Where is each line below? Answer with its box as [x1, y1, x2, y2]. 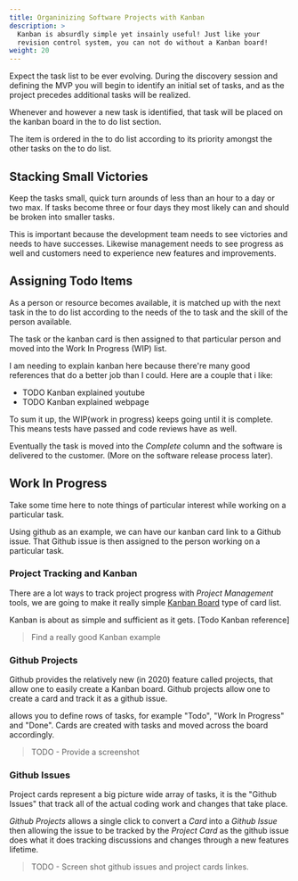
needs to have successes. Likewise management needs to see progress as [9, 238, 284, 249]
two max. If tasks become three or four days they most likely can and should [9, 202, 290, 212]
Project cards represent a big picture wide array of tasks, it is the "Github [9, 789, 278, 800]
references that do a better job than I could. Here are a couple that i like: [9, 369, 273, 380]
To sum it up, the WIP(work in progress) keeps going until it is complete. [9, 414, 274, 424]
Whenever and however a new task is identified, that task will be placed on [9, 107, 283, 118]
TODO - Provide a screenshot [30, 746, 140, 758]
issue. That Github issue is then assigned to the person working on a [9, 536, 261, 547]
